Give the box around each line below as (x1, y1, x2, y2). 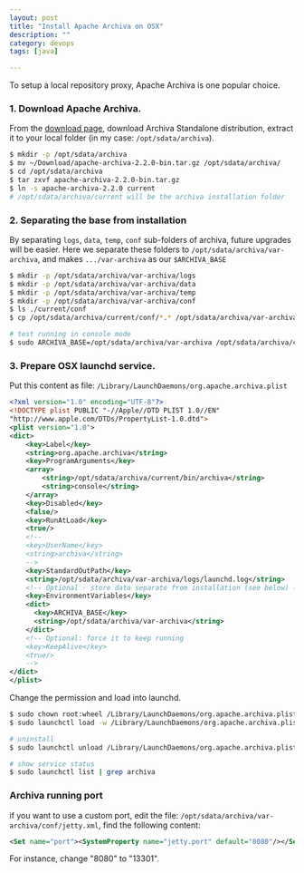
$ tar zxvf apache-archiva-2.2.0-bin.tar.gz (9, 176, 180, 185)
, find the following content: (98, 820, 201, 830)
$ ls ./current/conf (9, 305, 88, 314)
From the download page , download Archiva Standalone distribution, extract (9, 123, 294, 134)
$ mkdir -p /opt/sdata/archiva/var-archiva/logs (9, 271, 196, 280)
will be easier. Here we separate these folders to (9, 244, 190, 255)
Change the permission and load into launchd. (9, 693, 181, 703)
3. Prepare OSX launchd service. (9, 359, 156, 372)
